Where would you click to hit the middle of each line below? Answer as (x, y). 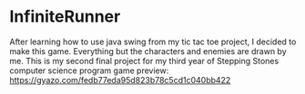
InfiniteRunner (65, 17)
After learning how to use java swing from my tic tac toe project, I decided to (153, 42)
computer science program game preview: (89, 70)
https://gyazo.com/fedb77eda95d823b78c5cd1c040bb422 (120, 80)
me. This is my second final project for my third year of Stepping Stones (144, 61)
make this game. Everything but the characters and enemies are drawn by (148, 51)
